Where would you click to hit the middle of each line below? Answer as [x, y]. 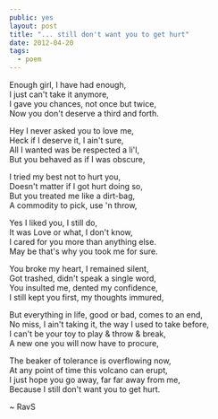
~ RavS [22, 406]
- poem [29, 59]
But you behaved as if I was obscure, [77, 159]
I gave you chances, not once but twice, [83, 104]
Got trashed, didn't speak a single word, [83, 278]
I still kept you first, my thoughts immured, [87, 297]
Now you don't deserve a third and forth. [84, 113]
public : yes [31, 17]
